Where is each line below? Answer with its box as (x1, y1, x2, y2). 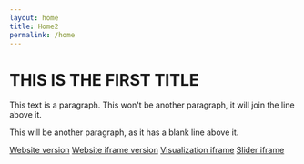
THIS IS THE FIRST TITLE (9, 69, 199, 90)
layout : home (9, 13, 59, 23)
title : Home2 (9, 22, 59, 31)
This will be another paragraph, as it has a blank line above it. (9, 127, 239, 138)
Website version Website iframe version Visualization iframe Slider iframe (9, 145, 285, 156)
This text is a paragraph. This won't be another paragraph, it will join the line (9, 99, 295, 110)
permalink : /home (9, 30, 76, 39)
